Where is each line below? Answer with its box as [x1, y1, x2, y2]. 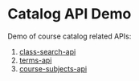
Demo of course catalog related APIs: [7, 31, 132, 41]
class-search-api [18, 47, 76, 56]
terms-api [18, 55, 52, 65]
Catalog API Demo [7, 5, 132, 23]
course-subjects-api [18, 63, 88, 73]
